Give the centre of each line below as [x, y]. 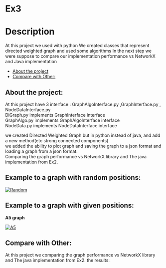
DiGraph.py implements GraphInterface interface [55, 115]
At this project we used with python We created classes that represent [77, 46]
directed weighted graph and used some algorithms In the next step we [79, 51]
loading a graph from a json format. [42, 151]
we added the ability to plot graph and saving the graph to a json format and [83, 146]
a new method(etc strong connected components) [57, 140]
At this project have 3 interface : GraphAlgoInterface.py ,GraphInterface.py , [83, 104]
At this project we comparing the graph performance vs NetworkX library [80, 255]
